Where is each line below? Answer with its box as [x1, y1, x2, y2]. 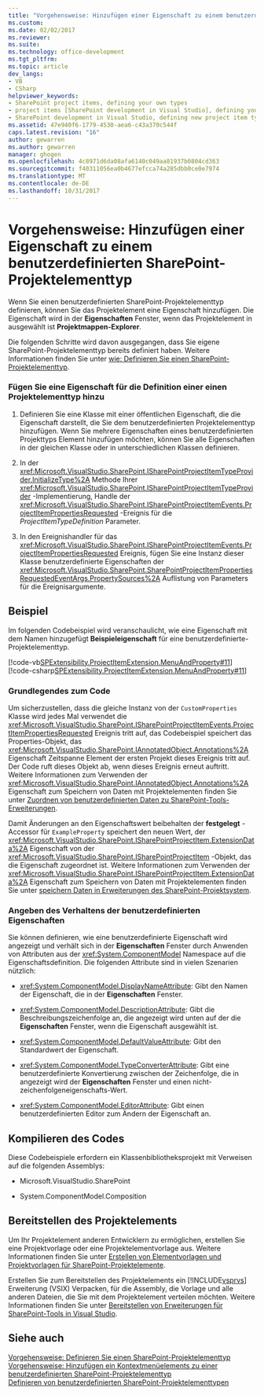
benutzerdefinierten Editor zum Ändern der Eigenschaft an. [19, 1109, 211, 1118]
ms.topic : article [8, 63, 68, 71]
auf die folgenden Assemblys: [8, 1161, 105, 1171]
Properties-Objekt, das [8, 736, 82, 746]
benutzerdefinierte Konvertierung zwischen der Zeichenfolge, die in [19, 1069, 240, 1078]
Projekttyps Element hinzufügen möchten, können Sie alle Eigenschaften [19, 434, 255, 444]
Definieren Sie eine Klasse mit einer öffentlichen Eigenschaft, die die [19, 409, 241, 419]
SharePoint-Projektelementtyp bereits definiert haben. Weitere [8, 345, 211, 354]
